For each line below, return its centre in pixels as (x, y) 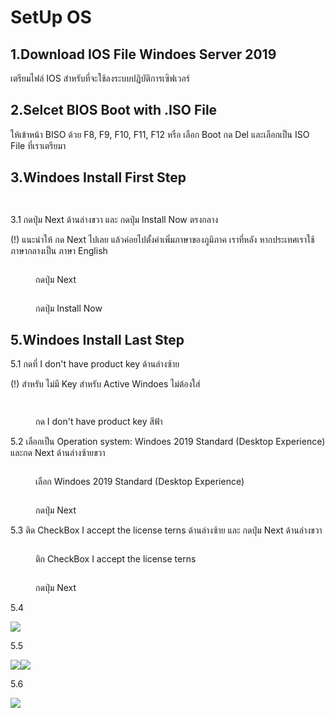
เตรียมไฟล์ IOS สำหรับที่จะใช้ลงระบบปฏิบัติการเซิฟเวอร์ (100, 78)
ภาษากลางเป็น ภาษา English (59, 250)
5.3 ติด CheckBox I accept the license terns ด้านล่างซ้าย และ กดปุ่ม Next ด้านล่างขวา (166, 530)
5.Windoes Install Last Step (97, 340)
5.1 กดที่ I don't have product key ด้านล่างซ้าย (95, 364)
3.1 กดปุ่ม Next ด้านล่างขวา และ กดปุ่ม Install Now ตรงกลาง (114, 219)
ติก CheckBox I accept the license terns (116, 559)
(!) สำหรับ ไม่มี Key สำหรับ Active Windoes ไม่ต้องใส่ (105, 384)
